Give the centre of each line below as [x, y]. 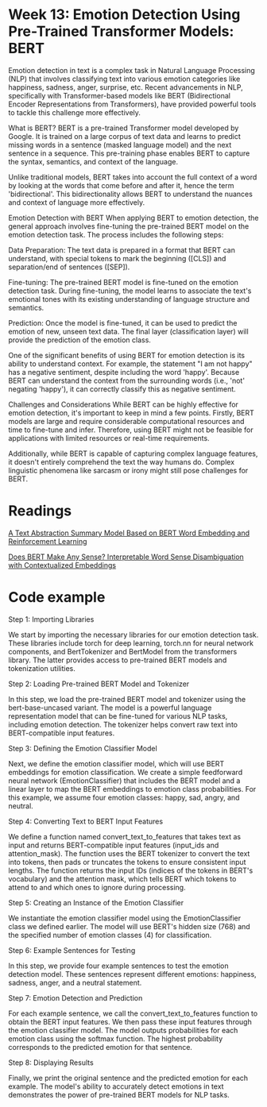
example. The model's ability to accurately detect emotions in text [116, 1086]
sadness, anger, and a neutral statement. [75, 982]
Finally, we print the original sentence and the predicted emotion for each [128, 1078]
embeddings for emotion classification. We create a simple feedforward [126, 772]
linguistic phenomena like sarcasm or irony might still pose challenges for [128, 470]
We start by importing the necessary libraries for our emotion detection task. [133, 634]
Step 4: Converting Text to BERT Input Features [86, 821]
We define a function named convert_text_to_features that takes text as [124, 836]
